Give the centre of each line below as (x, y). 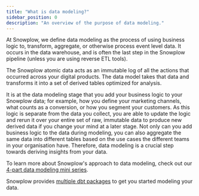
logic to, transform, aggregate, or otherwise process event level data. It (94, 46)
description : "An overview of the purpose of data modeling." (85, 23)
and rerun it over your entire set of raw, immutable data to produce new (94, 120)
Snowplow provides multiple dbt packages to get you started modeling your (99, 181)
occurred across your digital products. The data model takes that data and (98, 77)
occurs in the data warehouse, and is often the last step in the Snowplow (96, 53)
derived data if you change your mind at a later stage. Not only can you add (99, 127)
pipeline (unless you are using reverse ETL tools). (67, 59)
